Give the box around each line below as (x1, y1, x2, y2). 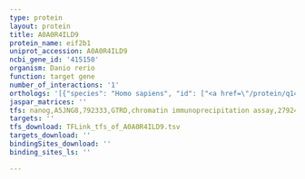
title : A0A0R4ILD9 (9, 30, 79, 39)
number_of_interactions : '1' (9, 80, 120, 89)
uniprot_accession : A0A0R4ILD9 (9, 47, 128, 56)
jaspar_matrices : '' (9, 97, 88, 107)
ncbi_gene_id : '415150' (9, 55, 100, 64)
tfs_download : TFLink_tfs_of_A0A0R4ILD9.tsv (9, 123, 181, 132)
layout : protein (9, 22, 71, 31)
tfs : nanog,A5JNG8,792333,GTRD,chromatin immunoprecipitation (9, 106, 250, 115)
